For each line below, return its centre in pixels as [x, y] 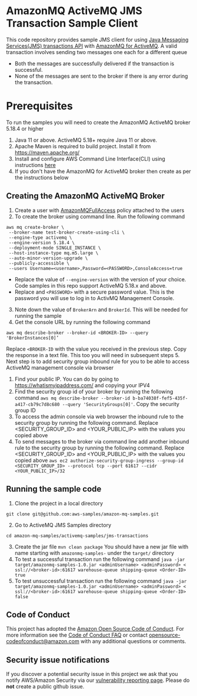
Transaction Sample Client [72, 23]
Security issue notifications [58, 660]
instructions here [35, 165]
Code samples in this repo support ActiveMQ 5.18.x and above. [91, 285]
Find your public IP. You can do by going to [67, 379]
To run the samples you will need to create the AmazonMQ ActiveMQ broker [98, 122]
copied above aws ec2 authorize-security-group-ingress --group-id [99, 460]
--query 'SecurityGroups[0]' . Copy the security [121, 404]
